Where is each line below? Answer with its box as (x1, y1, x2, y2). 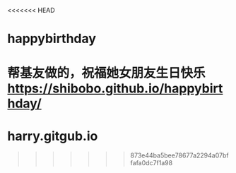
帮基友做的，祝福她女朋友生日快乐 (7, 65, 206, 81)
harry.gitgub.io (7, 128, 98, 144)
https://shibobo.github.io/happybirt (7, 80, 223, 97)
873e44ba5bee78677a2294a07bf (130, 151, 229, 160)
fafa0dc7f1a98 (130, 159, 173, 167)
